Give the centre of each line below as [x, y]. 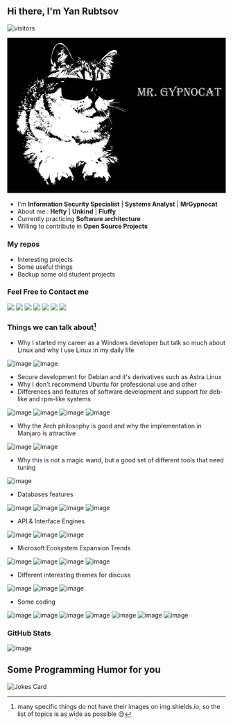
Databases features [45, 494]
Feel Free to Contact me [48, 292]
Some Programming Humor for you [84, 670]
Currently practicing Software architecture [79, 219]
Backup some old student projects [66, 274]
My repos [24, 244]
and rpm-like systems [60, 399]
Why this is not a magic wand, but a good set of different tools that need [120, 460]
